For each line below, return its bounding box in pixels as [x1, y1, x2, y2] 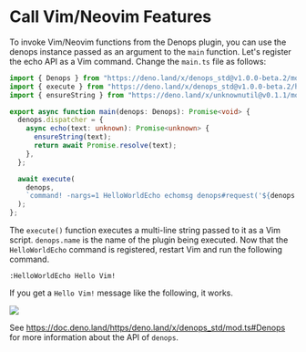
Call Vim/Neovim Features [9, 6, 212, 27]
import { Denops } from [9, 73, 100, 83]
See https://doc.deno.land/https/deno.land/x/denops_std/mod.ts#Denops [9, 322, 286, 334]
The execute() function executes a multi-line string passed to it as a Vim [9, 225, 280, 236]
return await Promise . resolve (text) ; [33, 141, 178, 150]
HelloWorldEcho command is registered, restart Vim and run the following [9, 244, 282, 255]
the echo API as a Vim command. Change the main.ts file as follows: [9, 56, 267, 67]
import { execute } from [9, 82, 104, 91]
